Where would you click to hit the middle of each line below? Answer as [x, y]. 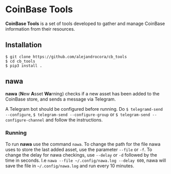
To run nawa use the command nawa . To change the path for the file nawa [83, 144]
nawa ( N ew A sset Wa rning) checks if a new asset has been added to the [82, 93]
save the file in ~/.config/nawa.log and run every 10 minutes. [70, 166]
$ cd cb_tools [20, 61]
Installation [24, 45]
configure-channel [25, 120]
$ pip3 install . [24, 66]
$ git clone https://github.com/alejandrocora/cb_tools [66, 57]
